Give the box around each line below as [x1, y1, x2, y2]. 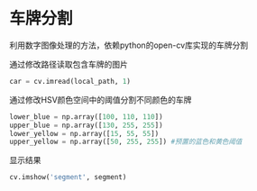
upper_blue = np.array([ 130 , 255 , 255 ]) [9, 121, 164, 130]
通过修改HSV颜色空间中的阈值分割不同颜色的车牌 [9, 94, 192, 105]
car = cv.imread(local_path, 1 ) [9, 77, 131, 86]
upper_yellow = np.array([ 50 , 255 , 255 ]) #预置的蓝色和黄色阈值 [9, 137, 243, 147]
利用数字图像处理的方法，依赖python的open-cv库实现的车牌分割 [9, 40, 249, 50]
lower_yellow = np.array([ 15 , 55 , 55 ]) [9, 129, 160, 138]
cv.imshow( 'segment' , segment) [9, 173, 127, 182]
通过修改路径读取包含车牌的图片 [9, 59, 128, 69]
